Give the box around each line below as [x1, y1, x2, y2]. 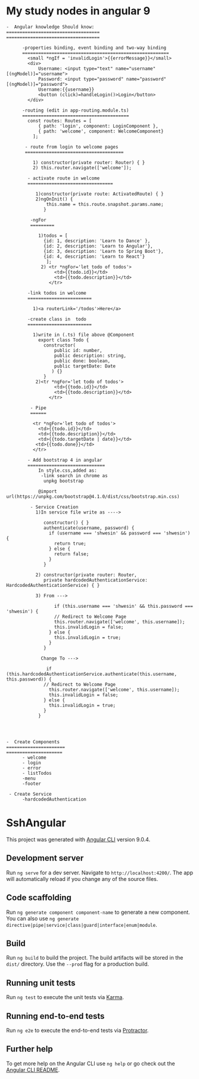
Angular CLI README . [6, 1066, 60, 1073]
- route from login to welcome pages [24, 144, 119, 150]
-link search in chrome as [41, 472, 108, 478]
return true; [54, 540, 86, 546]
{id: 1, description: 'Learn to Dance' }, [43, 237, 151, 244]
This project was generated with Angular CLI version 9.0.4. [6, 836, 151, 843]
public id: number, [54, 347, 102, 353]
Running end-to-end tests [6, 1011, 105, 1021]
